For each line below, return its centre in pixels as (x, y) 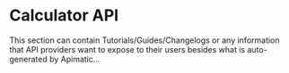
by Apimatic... (74, 59)
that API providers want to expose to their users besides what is (127, 49)
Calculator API (64, 16)
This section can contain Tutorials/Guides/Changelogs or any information (144, 40)
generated (28, 59)
